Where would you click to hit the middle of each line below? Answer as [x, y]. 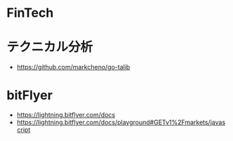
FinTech [30, 13]
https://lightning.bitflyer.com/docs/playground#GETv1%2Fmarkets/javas [121, 122]
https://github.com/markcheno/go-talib [73, 67]
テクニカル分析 [50, 47]
